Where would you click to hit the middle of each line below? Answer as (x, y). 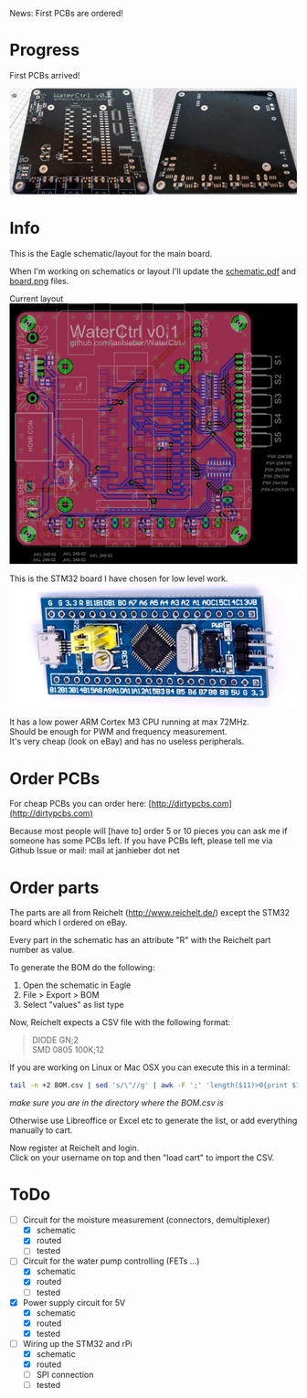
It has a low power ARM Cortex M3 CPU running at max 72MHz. (129, 722)
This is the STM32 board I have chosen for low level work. (119, 578)
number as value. (42, 950)
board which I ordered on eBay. (69, 923)
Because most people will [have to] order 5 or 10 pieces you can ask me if (148, 831)
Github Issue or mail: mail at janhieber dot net (95, 851)
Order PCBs (55, 778)
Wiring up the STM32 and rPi (77, 1343)
